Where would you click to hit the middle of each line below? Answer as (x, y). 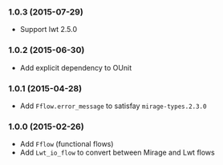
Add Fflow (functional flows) (67, 144)
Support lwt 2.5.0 (49, 30)
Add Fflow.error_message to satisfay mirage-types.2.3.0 (113, 106)
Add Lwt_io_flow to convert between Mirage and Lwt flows (117, 153)
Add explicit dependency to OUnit (76, 67)
